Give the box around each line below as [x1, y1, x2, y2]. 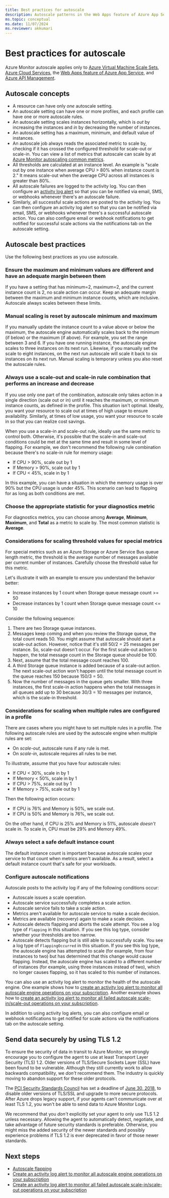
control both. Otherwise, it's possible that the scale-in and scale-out [5, 433, 147, 439]
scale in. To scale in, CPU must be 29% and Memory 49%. [5, 826, 127, 832]
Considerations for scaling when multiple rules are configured [5, 707, 160, 714]
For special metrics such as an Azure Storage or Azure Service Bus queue [5, 549, 159, 555]
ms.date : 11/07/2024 [5, 21, 49, 27]
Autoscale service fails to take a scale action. [12, 905, 107, 911]
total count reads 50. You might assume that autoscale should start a [12, 636, 155, 642]
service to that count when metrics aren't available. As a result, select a [5, 855, 153, 861]
